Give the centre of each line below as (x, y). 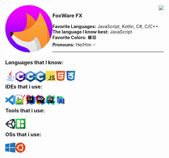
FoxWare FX (68, 16)
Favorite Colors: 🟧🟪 (75, 38)
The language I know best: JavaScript (92, 32)
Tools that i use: (25, 110)
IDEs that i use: (24, 87)
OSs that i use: (23, 134)
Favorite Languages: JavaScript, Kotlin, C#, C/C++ (106, 27)
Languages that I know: (34, 62)
